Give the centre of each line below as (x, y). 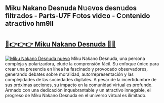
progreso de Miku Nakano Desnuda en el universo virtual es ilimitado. (76, 95)
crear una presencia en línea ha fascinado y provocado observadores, (77, 69)
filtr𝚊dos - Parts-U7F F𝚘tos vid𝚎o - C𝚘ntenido (78, 16)
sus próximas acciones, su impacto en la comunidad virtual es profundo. (79, 85)
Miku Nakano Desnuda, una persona (108, 58)
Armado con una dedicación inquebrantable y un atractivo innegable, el (78, 90)
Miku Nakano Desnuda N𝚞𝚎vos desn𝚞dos (71, 8)
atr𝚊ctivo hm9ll (29, 24)
